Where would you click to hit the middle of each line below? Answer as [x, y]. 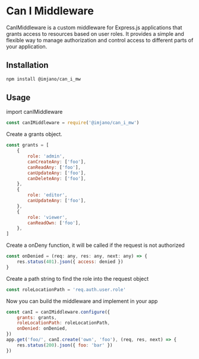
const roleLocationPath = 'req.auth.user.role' [66, 290]
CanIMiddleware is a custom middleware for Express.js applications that [94, 27]
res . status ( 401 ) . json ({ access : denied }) [70, 262]
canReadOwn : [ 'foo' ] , [54, 223]
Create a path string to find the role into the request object [78, 278]
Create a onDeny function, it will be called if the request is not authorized [96, 245]
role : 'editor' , [48, 195]
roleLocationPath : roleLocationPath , [64, 323]
